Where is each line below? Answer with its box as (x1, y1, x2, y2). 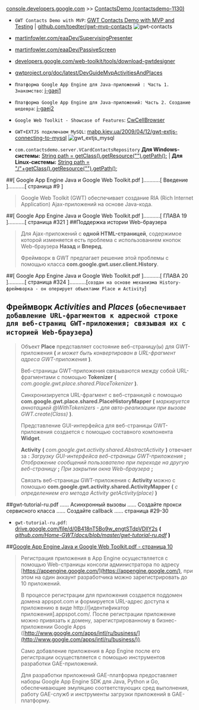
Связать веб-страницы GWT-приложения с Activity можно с (20, 476, 176, 483)
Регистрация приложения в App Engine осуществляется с (20, 554, 168, 562)
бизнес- (156, 616, 177, 624)
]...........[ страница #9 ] (6, 183, 64, 190)
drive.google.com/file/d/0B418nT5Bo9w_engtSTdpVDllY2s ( (14, 525, 162, 532)
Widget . (20, 435, 42, 442)
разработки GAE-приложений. (20, 660, 98, 667)
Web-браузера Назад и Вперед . (20, 243, 103, 250)
